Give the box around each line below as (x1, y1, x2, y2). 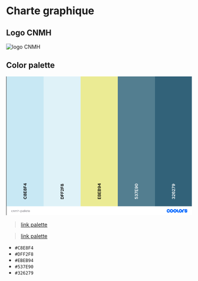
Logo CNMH (6, 28, 52, 38)
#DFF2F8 (14, 251, 34, 257)
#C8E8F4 (14, 245, 34, 251)
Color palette (6, 60, 55, 70)
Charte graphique (6, 4, 95, 18)
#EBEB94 (14, 257, 34, 263)
